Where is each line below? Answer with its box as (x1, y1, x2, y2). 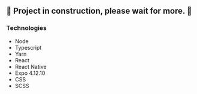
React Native (14, 63, 47, 70)
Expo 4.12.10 (14, 69, 46, 77)
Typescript (14, 44, 42, 51)
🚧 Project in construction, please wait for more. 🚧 (6, 6, 193, 16)
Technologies (6, 24, 47, 32)
